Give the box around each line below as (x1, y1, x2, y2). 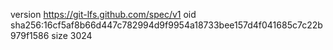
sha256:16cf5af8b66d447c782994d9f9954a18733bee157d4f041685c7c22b (10, 19, 323, 31)
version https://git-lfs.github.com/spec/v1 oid (10, 9, 197, 20)
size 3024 (51, 30, 93, 41)
